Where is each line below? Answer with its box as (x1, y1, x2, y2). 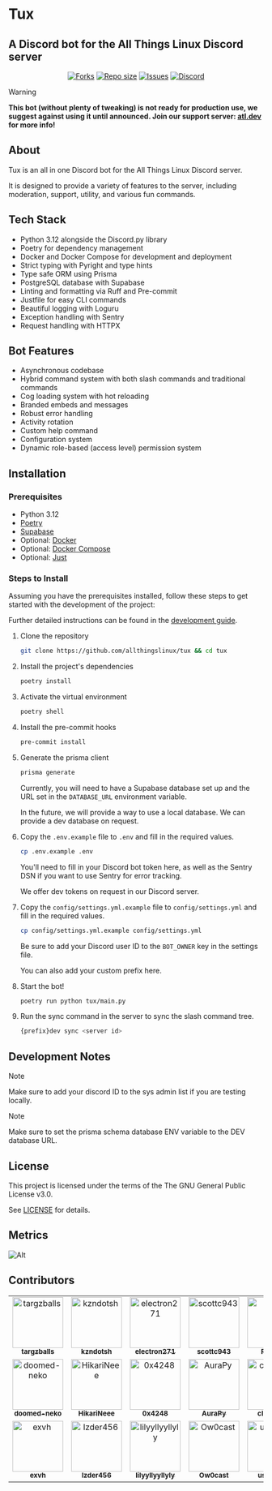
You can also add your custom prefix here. (19, 965, 162, 975)
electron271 (134, 1347, 176, 1356)
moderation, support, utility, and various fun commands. (8, 189, 196, 199)
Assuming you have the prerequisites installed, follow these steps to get (8, 591, 249, 601)
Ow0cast (198, 1471, 229, 1480)
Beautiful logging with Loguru (19, 303, 119, 313)
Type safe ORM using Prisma (19, 269, 117, 278)
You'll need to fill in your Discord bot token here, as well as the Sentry (19, 862, 253, 872)
